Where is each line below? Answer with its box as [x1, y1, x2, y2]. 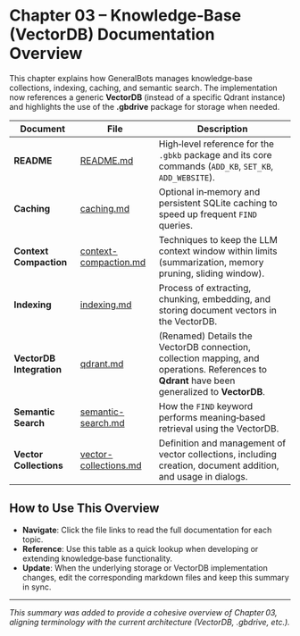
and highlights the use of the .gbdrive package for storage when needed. [9, 101, 280, 112]
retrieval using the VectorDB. [158, 422, 279, 434]
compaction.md [79, 255, 146, 268]
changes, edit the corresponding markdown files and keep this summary [21, 572, 290, 582]
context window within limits [158, 245, 278, 257]
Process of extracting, [158, 281, 252, 294]
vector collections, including [158, 448, 277, 460]
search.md [79, 416, 125, 429]
